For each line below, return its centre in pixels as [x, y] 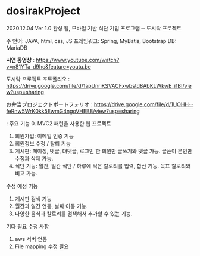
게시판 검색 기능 [33, 199]
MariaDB [17, 47]
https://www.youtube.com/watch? [77, 60]
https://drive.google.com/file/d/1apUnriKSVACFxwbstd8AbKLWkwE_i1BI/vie [99, 85]
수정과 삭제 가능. [34, 158]
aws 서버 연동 [31, 239]
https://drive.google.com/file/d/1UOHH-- [144, 104]
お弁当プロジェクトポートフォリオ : [49, 104]
